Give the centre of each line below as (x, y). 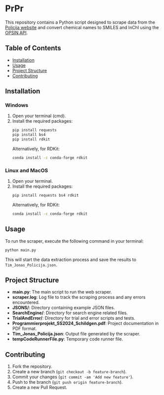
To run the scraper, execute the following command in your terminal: (74, 241)
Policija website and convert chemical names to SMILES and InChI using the (82, 27)
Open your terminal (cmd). (39, 116)
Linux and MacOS (27, 170)
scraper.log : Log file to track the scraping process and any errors (79, 297)
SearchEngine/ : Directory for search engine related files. (70, 313)
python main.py (21, 250)
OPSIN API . (16, 33)
